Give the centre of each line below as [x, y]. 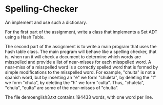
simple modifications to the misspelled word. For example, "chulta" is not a [80, 72]
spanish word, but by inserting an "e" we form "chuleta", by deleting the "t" [81, 77]
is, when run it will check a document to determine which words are [73, 56]
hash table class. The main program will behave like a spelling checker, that [81, 52]
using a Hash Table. [25, 37]
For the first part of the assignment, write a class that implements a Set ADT [81, 32]
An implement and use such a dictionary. [46, 22]
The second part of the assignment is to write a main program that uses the [81, 46]
